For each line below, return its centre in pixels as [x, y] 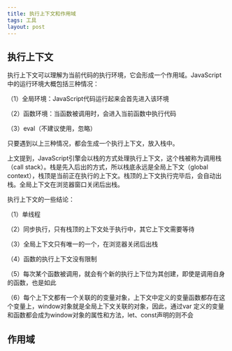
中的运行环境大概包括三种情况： [53, 84]
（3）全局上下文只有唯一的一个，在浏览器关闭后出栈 [83, 244]
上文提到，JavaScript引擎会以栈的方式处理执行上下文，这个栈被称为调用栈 [115, 158]
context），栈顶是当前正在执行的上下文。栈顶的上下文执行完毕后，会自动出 [115, 176]
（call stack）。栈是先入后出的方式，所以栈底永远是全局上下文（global [108, 167]
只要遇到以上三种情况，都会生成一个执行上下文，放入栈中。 [93, 144]
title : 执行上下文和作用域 [42, 14]
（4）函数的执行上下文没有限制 [52, 259]
